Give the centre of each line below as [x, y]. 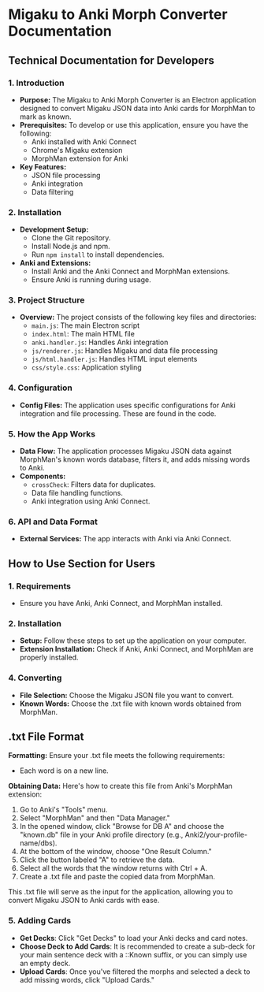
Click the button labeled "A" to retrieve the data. [97, 860]
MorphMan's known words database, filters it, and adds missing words [135, 459]
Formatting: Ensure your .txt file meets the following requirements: [117, 756]
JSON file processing [66, 175]
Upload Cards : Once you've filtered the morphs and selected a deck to [135, 972]
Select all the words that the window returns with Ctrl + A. [113, 868]
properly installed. [49, 658]
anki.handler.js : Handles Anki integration [100, 342]
